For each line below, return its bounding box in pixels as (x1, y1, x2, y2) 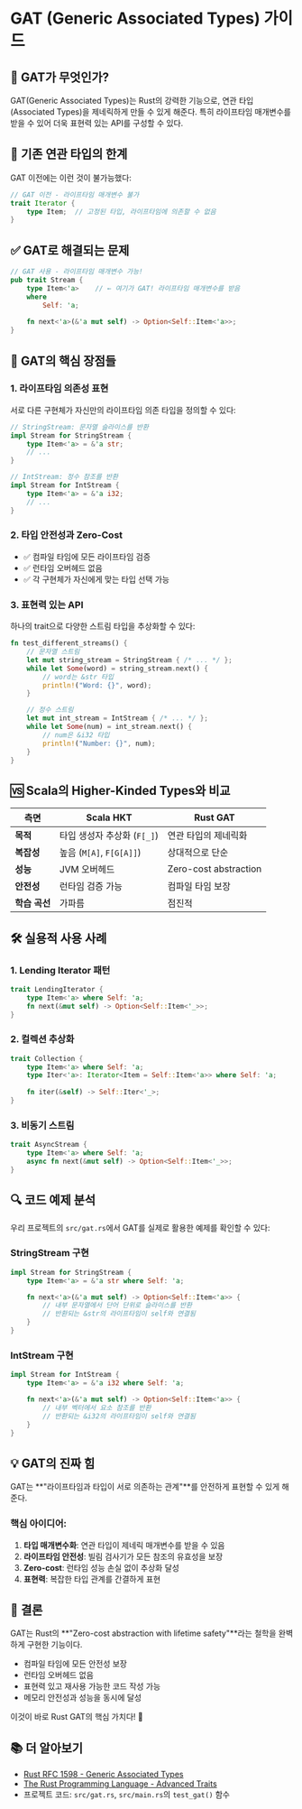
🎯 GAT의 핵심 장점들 (10, 353, 116, 368)
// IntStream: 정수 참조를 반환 (10, 473, 119, 482)
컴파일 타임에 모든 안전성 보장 (23, 1658, 127, 1669)
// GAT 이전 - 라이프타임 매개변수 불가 (10, 190, 140, 199)
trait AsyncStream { (10, 1140, 88, 1149)
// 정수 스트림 (26, 706, 74, 715)
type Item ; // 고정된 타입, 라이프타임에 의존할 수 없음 (26, 207, 216, 217)
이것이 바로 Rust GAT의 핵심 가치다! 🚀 (10, 1712, 143, 1722)
